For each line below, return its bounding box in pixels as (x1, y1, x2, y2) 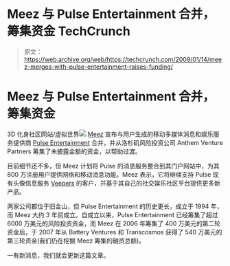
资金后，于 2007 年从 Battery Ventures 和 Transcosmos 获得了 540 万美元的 (7, 228, 222, 236)
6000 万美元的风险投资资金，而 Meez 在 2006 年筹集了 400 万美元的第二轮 (7, 219, 221, 228)
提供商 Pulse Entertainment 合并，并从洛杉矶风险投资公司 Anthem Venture (12, 138, 223, 146)
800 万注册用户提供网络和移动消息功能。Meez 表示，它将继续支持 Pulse (7, 170, 211, 179)
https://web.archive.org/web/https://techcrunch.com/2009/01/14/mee (23, 55, 222, 63)
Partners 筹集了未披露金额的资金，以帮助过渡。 (7, 147, 141, 155)
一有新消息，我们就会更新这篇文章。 (7, 251, 110, 259)
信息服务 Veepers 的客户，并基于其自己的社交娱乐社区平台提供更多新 (25, 179, 221, 187)
